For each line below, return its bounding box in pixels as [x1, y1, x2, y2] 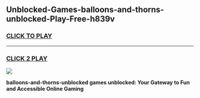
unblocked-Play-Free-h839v [6, 14, 115, 24]
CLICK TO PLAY [6, 32, 52, 40]
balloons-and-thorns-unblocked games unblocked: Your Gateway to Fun [6, 78, 190, 86]
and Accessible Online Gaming [6, 85, 84, 92]
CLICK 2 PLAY [6, 54, 48, 62]
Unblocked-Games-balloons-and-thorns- [6, 5, 164, 15]
